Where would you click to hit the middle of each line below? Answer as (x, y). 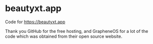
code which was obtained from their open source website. (64, 36)
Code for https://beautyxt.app (35, 22)
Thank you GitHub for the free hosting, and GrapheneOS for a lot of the (76, 31)
